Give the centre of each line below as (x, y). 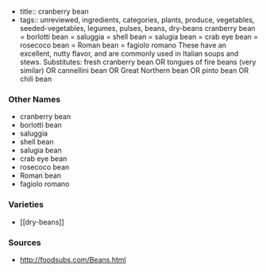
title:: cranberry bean (54, 11)
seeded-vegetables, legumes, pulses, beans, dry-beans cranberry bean (137, 28)
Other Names (35, 99)
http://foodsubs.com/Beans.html (73, 259)
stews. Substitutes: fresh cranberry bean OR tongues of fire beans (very (138, 62)
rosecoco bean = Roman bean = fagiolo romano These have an (123, 45)
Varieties (26, 205)
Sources (25, 243)
